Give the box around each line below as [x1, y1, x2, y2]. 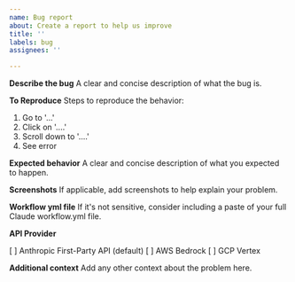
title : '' [9, 29, 46, 38]
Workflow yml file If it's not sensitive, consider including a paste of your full [9, 201, 287, 213]
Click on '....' [21, 121, 67, 133]
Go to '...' [21, 113, 55, 123]
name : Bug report [9, 12, 74, 22]
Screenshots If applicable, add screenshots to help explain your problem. [9, 184, 278, 195]
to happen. [9, 168, 49, 178]
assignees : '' [9, 46, 62, 55]
